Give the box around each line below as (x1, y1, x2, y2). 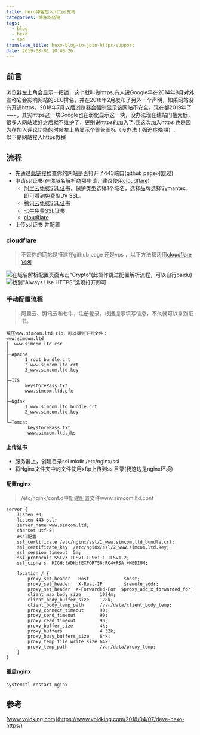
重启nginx (6, 668, 32, 675)
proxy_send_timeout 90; (27, 613, 109, 619)
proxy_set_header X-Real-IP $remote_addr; (27, 581, 159, 588)
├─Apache (6, 351, 28, 357)
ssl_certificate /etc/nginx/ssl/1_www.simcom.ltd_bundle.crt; (17, 539, 175, 546)
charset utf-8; (17, 528, 55, 534)
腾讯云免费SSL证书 (23, 200, 70, 207)
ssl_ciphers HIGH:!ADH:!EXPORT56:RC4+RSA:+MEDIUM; (17, 560, 148, 567)
